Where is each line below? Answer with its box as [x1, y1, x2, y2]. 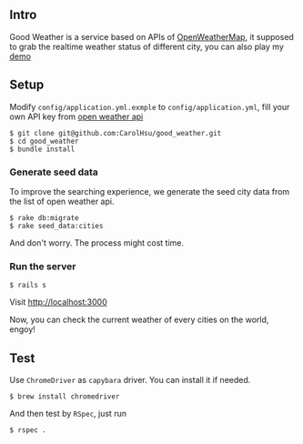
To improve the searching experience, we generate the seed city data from [9, 186, 290, 197]
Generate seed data [9, 166, 98, 178]
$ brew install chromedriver [9, 392, 120, 401]
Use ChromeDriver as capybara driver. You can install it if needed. [9, 375, 251, 386]
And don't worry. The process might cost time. [9, 237, 185, 248]
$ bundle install [9, 145, 76, 154]
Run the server [9, 259, 76, 272]
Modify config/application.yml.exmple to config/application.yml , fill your [9, 101, 290, 112]
